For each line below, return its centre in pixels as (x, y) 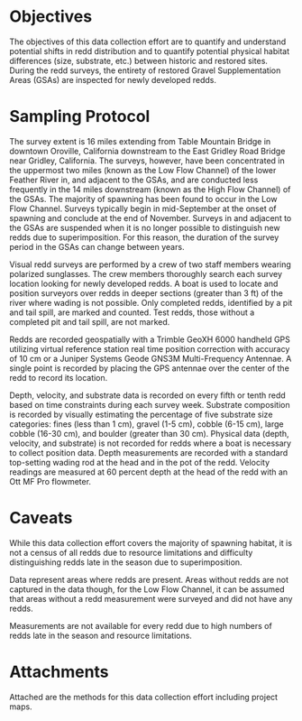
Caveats (41, 518)
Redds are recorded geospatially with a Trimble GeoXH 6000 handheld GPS (150, 339)
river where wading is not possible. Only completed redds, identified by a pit (151, 302)
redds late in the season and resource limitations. (101, 635)
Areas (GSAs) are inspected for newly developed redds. (113, 79)
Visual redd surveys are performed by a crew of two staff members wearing (150, 264)
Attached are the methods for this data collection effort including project (143, 697)
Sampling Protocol (80, 117)
